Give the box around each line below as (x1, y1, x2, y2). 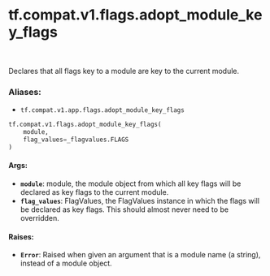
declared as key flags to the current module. (20, 187, 169, 196)
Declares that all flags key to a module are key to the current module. (8, 66, 240, 75)
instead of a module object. (20, 258, 112, 269)
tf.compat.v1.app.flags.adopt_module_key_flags (20, 106, 185, 114)
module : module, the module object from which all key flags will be (20, 179, 242, 188)
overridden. (20, 213, 59, 222)
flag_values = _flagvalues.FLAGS (23, 136, 129, 144)
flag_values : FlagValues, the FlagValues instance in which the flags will (20, 196, 260, 205)
